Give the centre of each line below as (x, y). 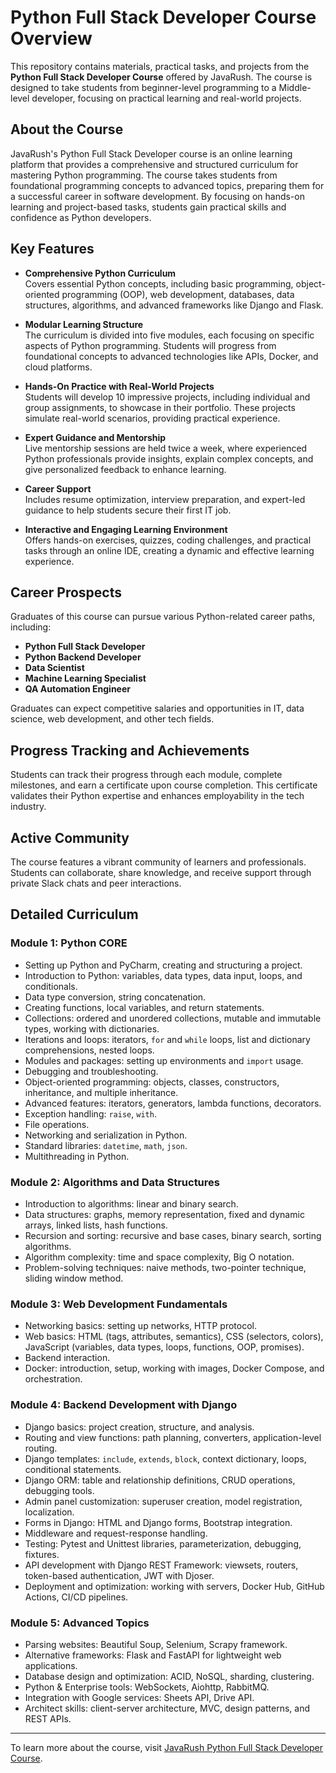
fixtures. (42, 1554)
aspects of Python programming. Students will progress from (150, 345)
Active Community (70, 837)
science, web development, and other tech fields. (112, 719)
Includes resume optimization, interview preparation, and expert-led (165, 499)
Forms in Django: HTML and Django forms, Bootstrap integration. (158, 1522)
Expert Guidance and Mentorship (95, 437)
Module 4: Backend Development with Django (124, 1405)
